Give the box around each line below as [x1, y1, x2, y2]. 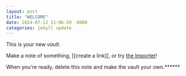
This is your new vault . [6, 41, 61, 48]
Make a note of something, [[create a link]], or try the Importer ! [6, 52, 158, 59]
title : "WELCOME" [6, 14, 49, 20]
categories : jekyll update [6, 25, 72, 31]
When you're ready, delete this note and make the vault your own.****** [6, 64, 180, 71]
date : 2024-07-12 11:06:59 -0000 [6, 19, 88, 25]
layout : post [6, 8, 38, 15]
